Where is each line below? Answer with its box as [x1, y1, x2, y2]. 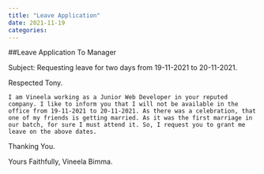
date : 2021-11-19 [8, 19, 66, 27]
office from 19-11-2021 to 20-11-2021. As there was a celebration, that [8, 107, 257, 115]
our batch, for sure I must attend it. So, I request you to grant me [8, 121, 246, 129]
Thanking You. [8, 142, 55, 151]
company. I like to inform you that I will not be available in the [8, 100, 239, 109]
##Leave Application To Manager [8, 48, 117, 57]
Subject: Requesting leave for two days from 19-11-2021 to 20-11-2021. [8, 63, 238, 72]
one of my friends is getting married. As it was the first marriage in [8, 114, 253, 122]
